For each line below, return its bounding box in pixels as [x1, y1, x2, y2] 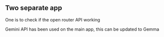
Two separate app [5, 4, 62, 12]
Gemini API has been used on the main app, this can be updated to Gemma [5, 26, 160, 32]
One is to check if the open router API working [5, 17, 101, 22]
